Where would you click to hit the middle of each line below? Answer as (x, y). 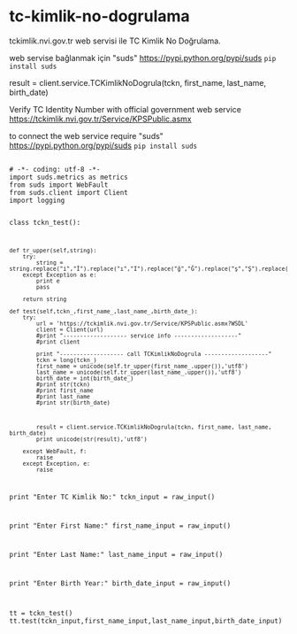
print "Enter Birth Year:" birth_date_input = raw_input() (120, 583)
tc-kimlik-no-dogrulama (99, 16)
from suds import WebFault (59, 185)
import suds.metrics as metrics (69, 177)
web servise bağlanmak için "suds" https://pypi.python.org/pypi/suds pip (143, 58)
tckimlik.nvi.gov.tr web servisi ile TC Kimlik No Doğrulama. (115, 41)
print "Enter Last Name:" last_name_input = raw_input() (116, 554)
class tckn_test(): (45, 222)
